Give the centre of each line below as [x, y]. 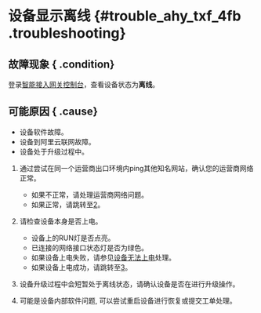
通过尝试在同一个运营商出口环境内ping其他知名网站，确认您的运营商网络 [136, 168]
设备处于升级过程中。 [54, 151]
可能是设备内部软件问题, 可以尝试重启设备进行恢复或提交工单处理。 [128, 300]
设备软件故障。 [43, 132]
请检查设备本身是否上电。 [61, 221]
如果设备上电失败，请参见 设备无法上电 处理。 [103, 257]
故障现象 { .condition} [62, 64]
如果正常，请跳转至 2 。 [68, 204]
